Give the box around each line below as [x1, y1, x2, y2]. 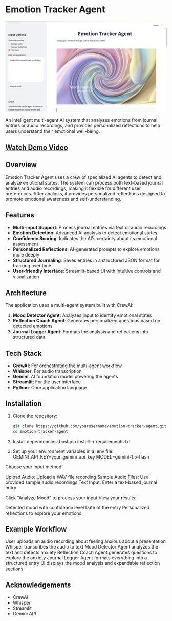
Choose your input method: [5, 464, 63, 470]
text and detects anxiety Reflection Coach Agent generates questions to [5, 549, 158, 556]
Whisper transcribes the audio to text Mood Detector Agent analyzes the [5, 544, 159, 550]
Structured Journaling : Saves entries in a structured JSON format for [12, 257, 160, 263]
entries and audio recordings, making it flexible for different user [5, 185, 141, 191]
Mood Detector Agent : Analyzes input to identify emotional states [12, 312, 152, 318]
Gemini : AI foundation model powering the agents [12, 374, 118, 380]
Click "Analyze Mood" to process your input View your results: [5, 495, 137, 501]
